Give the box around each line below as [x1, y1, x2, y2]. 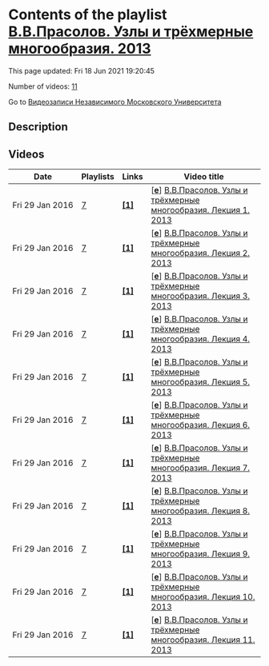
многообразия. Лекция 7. [151, 462, 251, 473]
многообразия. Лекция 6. [151, 420, 251, 431]
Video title [183, 171, 224, 182]
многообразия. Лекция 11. [151, 634, 255, 645]
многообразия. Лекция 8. [151, 505, 251, 516]
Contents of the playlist [8, 6, 167, 24]
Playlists [81, 171, 114, 182]
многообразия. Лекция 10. [151, 592, 255, 603]
